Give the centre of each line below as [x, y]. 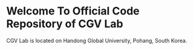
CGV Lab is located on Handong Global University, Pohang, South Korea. [97, 40]
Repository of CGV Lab [65, 24]
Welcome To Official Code [73, 11]
